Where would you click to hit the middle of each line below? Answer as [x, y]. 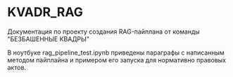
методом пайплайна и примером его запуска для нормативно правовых [117, 59]
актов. [17, 67]
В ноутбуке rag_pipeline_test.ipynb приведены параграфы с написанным [116, 52]
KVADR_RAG [45, 12]
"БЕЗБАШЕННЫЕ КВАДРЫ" [49, 38]
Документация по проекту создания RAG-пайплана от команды [104, 31]
